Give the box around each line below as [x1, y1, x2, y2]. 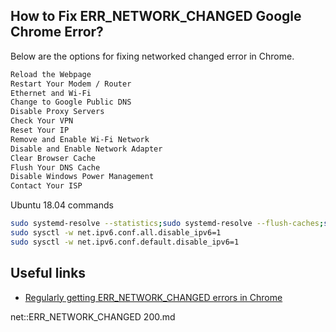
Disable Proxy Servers [10, 107, 105, 117]
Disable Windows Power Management [10, 172, 155, 182]
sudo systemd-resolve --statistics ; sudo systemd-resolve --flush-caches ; [10, 219, 325, 229]
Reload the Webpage [10, 69, 92, 79]
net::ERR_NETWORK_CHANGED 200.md [10, 310, 176, 323]
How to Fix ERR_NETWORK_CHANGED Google [10, 8, 302, 25]
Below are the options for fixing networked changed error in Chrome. [10, 50, 295, 62]
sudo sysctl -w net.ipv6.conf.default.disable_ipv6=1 [10, 237, 240, 247]
